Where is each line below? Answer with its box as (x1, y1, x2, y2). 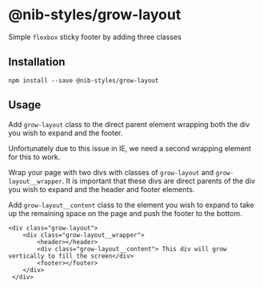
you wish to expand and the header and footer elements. (8, 184, 195, 194)
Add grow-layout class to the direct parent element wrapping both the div (8, 119, 250, 129)
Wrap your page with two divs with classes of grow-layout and (8, 167, 214, 177)
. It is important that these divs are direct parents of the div (62, 176, 256, 186)
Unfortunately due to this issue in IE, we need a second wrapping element (8, 143, 252, 153)
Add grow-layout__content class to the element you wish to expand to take (8, 200, 254, 210)
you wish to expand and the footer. (8, 128, 123, 138)
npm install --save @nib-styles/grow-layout (8, 76, 159, 85)
